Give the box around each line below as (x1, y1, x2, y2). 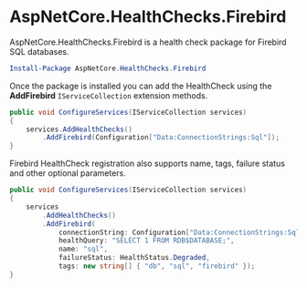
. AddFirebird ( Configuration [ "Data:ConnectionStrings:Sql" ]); (42, 133, 281, 142)
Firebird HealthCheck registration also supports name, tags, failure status (9, 158, 286, 170)
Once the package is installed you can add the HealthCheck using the (9, 80, 272, 91)
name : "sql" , (58, 244, 108, 254)
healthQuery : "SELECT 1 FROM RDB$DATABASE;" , (58, 236, 235, 245)
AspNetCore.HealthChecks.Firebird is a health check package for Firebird (9, 36, 287, 47)
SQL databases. (9, 46, 70, 57)
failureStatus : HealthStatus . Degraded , (58, 253, 210, 262)
